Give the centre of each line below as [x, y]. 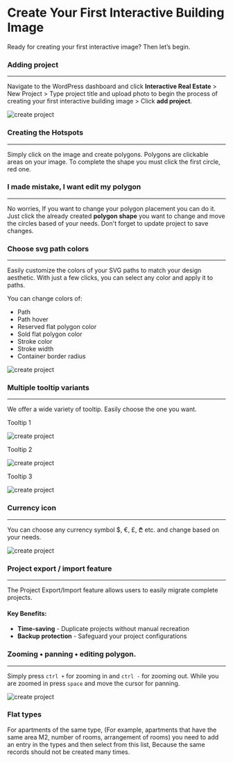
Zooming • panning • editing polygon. [72, 654]
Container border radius [51, 356]
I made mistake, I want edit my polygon [74, 187]
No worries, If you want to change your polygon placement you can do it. [112, 208]
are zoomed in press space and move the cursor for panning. [94, 683]
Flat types [24, 714]
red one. [19, 169]
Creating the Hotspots [45, 133]
